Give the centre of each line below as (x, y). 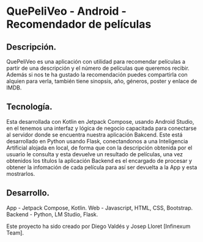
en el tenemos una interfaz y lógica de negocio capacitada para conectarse (102, 128)
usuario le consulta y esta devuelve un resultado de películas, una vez (95, 154)
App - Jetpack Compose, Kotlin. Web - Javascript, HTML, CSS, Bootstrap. (100, 208)
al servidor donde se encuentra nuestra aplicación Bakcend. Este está (94, 134)
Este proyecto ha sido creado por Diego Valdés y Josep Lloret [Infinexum (98, 226)
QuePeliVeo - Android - (66, 11)
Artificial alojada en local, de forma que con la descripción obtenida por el (99, 148)
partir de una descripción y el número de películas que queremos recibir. (98, 68)
